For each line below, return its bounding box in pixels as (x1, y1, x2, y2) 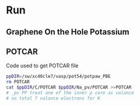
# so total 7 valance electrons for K (6, 95, 100, 101)
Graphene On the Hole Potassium (6, 27, 129, 37)
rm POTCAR (6, 79, 30, 85)
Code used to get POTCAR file (6, 62, 79, 69)
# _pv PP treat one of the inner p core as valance (6, 90, 134, 96)
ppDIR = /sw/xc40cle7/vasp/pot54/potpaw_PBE (6, 74, 111, 80)
